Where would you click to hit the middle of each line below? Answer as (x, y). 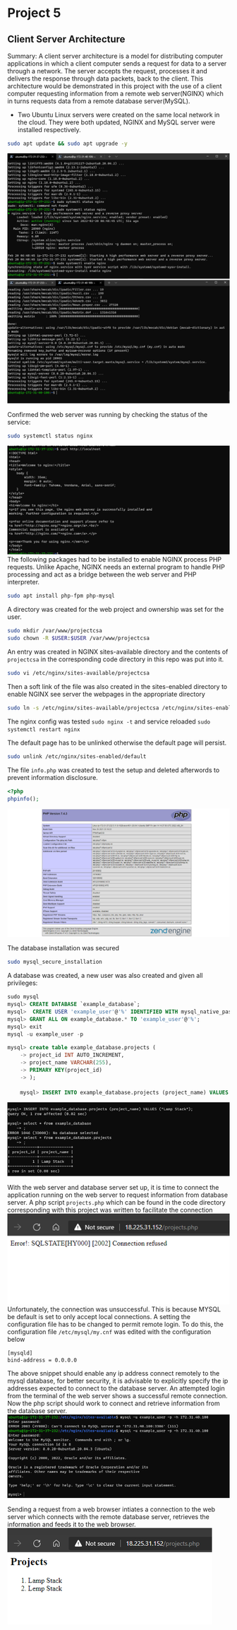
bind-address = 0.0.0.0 (42, 1360)
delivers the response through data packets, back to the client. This (105, 78)
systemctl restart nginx (44, 729)
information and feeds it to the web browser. (72, 1525)
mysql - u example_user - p (45, 1034)
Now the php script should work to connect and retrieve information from (114, 1403)
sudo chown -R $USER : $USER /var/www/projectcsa (79, 638)
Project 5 (34, 13)
